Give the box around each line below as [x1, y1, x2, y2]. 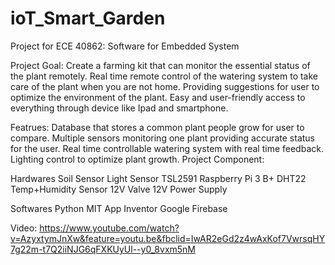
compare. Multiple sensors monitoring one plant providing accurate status [10, 132, 315, 144]
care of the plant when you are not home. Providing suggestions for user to [10, 80, 320, 92]
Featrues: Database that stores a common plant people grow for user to [10, 121, 305, 133]
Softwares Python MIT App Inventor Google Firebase [10, 202, 228, 214]
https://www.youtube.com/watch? [39, 222, 180, 234]
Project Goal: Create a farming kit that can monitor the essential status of [10, 59, 311, 71]
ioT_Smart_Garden [10, 7, 166, 30]
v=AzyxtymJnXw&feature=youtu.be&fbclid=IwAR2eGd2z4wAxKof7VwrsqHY [10, 232, 326, 244]
